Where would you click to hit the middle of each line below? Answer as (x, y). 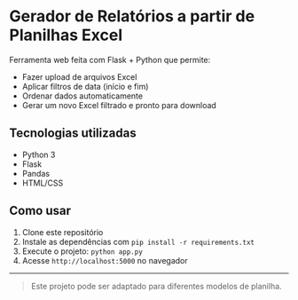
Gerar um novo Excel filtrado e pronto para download (119, 105)
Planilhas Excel (66, 35)
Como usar (40, 211)
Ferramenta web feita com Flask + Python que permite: (110, 59)
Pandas (36, 173)
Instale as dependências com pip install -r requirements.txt (138, 241)
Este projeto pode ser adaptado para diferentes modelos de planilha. (156, 286)
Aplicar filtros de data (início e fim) (85, 86)
